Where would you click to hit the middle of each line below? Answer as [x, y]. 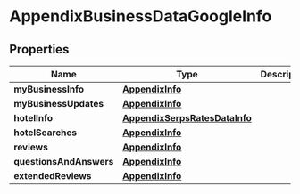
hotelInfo [33, 118]
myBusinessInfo [49, 89]
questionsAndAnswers [64, 162]
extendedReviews [53, 176]
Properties [39, 49]
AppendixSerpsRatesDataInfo [187, 118]
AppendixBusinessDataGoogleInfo [141, 16]
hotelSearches [46, 133]
